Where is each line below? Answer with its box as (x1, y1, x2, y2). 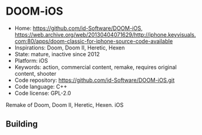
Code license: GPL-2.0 (14, 89, 71, 97)
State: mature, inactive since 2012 (14, 50, 100, 57)
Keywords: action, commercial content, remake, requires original (14, 63, 177, 71)
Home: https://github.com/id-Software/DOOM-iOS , (14, 24, 143, 32)
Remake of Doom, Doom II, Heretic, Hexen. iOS (5, 101, 124, 108)
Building (5, 119, 38, 130)
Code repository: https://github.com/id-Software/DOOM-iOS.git (14, 76, 175, 84)
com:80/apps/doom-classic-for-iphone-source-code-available (14, 37, 173, 45)
